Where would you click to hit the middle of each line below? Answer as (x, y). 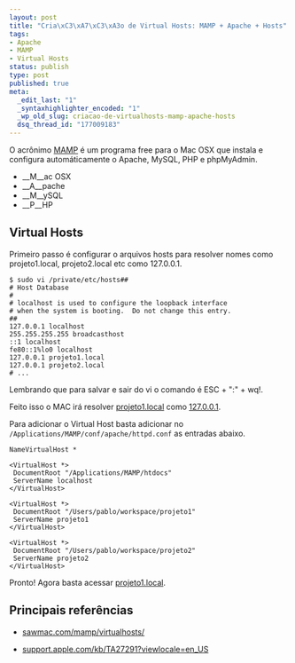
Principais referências (71, 610)
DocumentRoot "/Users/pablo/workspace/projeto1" (105, 511)
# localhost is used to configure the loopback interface (118, 303)
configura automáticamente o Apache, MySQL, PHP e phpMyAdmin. (134, 159)
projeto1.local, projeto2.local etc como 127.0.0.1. (96, 264)
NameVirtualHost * (43, 449)
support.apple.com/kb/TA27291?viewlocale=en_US (115, 649)
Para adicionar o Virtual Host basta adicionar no (97, 423)
